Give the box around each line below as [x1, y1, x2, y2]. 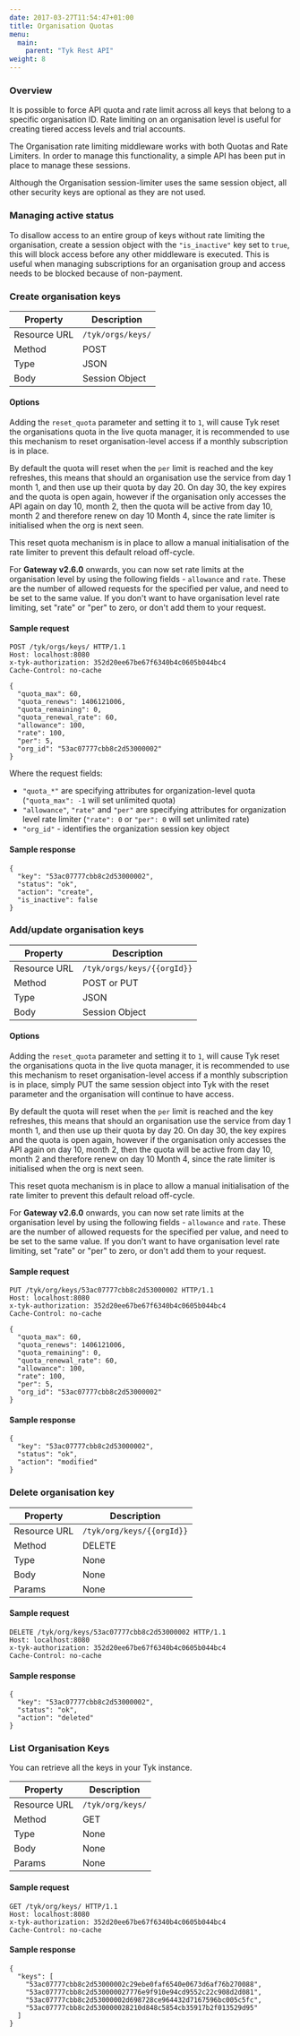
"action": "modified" [17, 1457, 99, 1467]
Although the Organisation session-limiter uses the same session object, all [9, 177, 287, 188]
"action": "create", [17, 888, 94, 897]
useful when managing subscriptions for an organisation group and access [9, 258, 286, 269]
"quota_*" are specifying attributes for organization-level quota [21, 786, 256, 796]
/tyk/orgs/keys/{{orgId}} [81, 963, 193, 973]
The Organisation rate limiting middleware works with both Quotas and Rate [9, 141, 288, 152]
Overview [9, 84, 53, 97]
